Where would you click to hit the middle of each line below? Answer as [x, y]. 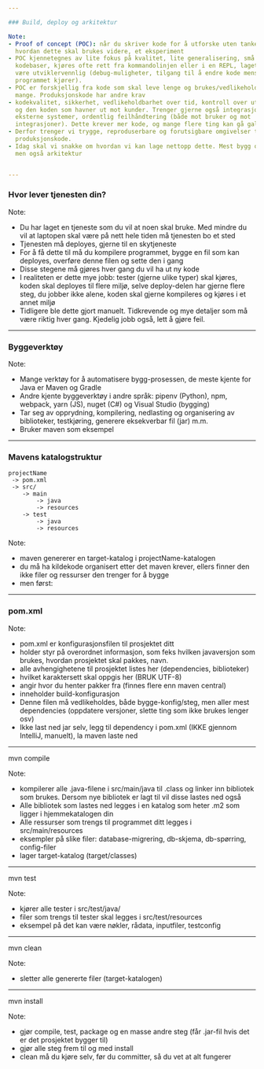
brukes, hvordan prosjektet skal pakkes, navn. [94, 660]
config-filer [38, 847]
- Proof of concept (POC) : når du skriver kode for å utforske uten [123, 44]
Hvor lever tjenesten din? [57, 195]
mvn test [22, 878]
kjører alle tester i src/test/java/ [70, 909]
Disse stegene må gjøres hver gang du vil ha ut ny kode [110, 269]
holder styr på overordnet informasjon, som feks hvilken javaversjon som [137, 652]
